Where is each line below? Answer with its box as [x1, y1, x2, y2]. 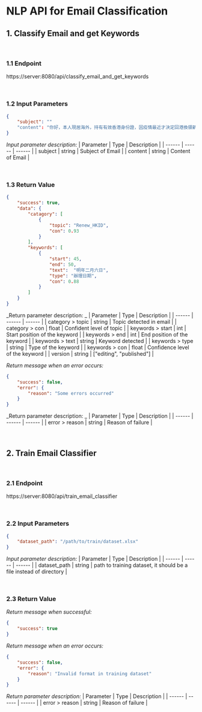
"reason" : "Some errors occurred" [28, 390, 114, 396]
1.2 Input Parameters [6, 99, 68, 108]
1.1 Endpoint [6, 59, 42, 68]
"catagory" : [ [28, 211, 63, 218]
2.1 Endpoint [6, 479, 43, 487]
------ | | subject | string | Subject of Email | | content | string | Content [16, 148, 191, 155]
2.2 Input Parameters [6, 520, 69, 528]
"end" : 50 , [49, 261, 77, 268]
